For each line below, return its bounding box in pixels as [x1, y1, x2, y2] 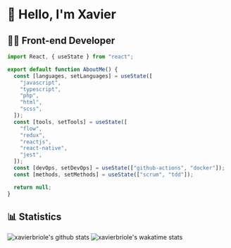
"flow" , [20, 125, 42, 132]
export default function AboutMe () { [7, 66, 118, 73]
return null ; [13, 184, 52, 191]
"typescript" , [20, 85, 61, 93]
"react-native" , [20, 145, 68, 152]
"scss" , [20, 105, 42, 112]
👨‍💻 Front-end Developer [7, 35, 115, 47]
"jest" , [20, 151, 42, 158]
